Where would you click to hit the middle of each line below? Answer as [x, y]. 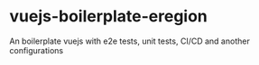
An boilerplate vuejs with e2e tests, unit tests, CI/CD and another [129, 41]
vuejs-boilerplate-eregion [108, 16]
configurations [37, 50]
